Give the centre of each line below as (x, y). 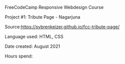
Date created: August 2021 (33, 46)
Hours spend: (19, 56)
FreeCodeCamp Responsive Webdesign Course (54, 7)
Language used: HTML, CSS (34, 37)
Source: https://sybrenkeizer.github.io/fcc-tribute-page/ (62, 27)
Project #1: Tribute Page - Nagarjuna (43, 17)
